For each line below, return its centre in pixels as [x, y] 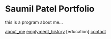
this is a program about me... [34, 22]
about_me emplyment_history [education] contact [55, 31]
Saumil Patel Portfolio [50, 9]
